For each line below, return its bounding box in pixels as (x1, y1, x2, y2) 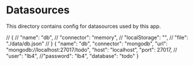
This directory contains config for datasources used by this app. (6, 23, 161, 30)
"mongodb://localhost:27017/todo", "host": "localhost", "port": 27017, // (6, 46, 178, 53)
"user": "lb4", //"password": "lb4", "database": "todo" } (6, 52, 139, 59)
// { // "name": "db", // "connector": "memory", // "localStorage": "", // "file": (6, 34, 189, 41)
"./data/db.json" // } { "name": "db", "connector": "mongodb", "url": (6, 40, 168, 47)
